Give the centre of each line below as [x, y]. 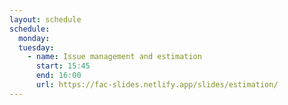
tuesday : [36, 47]
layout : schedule [45, 19]
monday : [34, 38]
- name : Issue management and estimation [114, 57]
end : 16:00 [58, 76]
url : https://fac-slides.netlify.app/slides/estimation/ [157, 85]
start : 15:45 [63, 66]
